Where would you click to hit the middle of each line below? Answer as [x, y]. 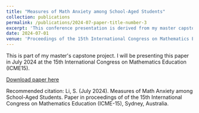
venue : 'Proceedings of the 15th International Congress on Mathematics [98, 39]
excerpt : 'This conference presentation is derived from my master [91, 28]
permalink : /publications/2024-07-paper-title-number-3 [76, 22]
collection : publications [38, 17]
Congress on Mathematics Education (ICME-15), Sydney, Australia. [87, 103]
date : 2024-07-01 [28, 34]
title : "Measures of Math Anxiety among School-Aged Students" [86, 11]
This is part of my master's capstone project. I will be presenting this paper [98, 56]
